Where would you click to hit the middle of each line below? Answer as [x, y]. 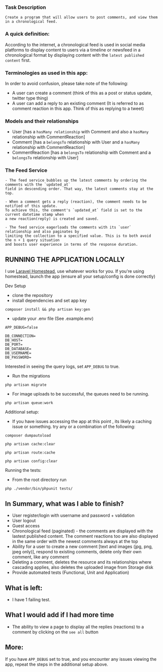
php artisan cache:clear [30, 444]
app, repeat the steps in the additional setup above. [57, 664]
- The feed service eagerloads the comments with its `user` [68, 228]
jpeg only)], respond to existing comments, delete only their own [77, 552]
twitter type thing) [30, 98]
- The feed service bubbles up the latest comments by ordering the [76, 180]
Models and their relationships [42, 121]
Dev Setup [16, 286]
